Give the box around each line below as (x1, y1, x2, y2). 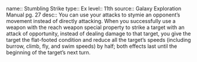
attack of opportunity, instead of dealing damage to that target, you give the (6, 30, 191, 37)
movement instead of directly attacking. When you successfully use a (6, 18, 176, 24)
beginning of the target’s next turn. (6, 49, 91, 56)
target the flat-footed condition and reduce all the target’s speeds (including (6, 37, 191, 43)
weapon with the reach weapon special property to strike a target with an (6, 24, 185, 31)
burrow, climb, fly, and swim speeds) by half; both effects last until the (6, 43, 177, 50)
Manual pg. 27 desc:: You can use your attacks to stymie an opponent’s (6, 11, 180, 18)
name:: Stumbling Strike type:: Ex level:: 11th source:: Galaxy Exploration (6, 5, 182, 12)
